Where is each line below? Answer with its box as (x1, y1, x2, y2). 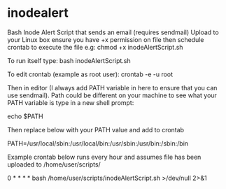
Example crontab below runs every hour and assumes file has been (7, 153, 202, 161)
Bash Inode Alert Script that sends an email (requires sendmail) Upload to (7, 28, 219, 36)
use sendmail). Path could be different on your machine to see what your (7, 91, 217, 99)
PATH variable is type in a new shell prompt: (7, 98, 134, 106)
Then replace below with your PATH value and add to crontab (7, 125, 184, 134)
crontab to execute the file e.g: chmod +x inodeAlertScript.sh (7, 43, 183, 51)
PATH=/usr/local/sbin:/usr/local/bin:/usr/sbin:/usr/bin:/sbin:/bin (7, 139, 189, 148)
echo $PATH (7, 112, 43, 120)
